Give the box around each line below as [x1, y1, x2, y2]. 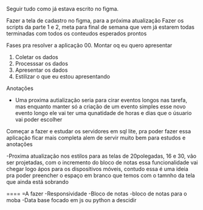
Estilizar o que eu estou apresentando [15, 73, 111, 80]
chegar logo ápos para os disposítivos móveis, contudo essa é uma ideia [6, 166, 188, 172]
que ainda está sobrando [6, 178, 69, 185]
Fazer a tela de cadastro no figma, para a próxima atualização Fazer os [6, 17, 184, 24]
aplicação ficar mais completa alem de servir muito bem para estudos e [6, 134, 186, 141]
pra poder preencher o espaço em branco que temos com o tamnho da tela [6, 172, 196, 179]
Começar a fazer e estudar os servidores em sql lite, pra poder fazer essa [6, 128, 191, 135]
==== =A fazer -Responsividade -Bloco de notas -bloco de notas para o [6, 190, 187, 197]
